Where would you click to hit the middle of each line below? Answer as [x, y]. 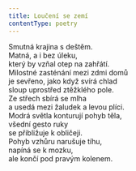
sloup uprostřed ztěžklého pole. [62, 89]
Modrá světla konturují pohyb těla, [66, 115]
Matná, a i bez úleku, [43, 55]
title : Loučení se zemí [49, 16]
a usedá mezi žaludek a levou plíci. [66, 107]
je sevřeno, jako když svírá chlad [63, 81]
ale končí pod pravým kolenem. [61, 158]
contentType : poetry [43, 24]
